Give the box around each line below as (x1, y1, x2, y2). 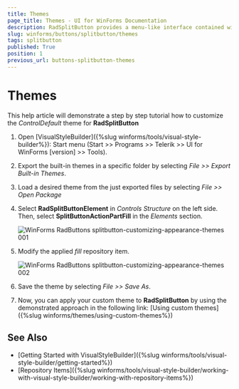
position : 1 (7, 51, 43, 58)
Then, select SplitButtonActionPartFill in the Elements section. (17, 212, 203, 220)
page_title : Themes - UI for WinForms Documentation (7, 17, 167, 24)
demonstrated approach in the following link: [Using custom (17, 304, 193, 312)
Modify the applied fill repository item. (17, 247, 129, 255)
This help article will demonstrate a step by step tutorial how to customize (7, 111, 224, 120)
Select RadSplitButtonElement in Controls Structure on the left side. (17, 204, 218, 212)
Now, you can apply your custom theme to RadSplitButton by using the (17, 296, 227, 304)
